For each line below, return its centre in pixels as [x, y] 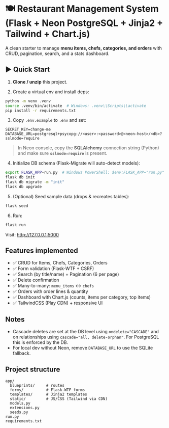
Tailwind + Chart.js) [48, 34]
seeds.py [19, 412]
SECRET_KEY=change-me [28, 129]
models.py [20, 404]
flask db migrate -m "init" [35, 182]
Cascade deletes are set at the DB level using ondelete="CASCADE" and [86, 332]
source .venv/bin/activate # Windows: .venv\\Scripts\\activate [76, 106]
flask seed [17, 206]
